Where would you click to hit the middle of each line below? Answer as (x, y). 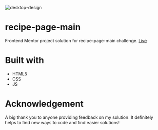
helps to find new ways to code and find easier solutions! (62, 122)
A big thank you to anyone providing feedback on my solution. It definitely (79, 117)
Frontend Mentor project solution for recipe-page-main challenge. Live (76, 40)
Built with (25, 60)
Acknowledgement (44, 104)
